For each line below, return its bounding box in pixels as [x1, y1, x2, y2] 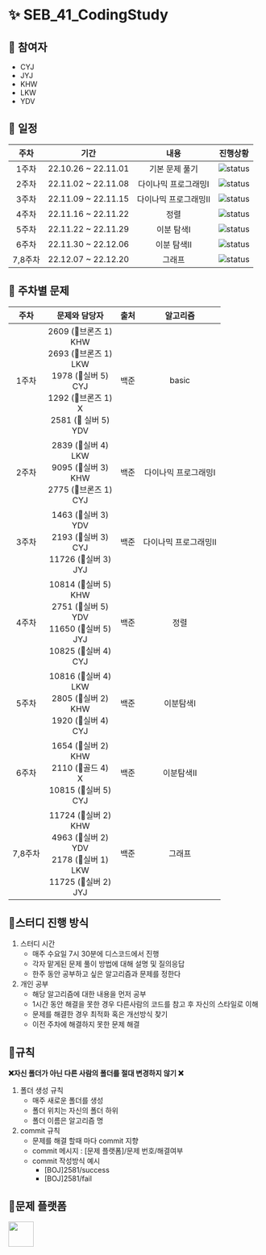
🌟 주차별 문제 [8, 284, 70, 298]
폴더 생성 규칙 [19, 1086, 64, 1095]
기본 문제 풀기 [148, 163, 199, 174]
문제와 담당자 [56, 310, 104, 321]
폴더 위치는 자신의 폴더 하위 [31, 1106, 118, 1115]
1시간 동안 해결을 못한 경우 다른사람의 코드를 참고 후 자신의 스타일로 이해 [31, 999, 259, 1009]
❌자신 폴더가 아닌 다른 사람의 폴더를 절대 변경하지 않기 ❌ [8, 1069, 184, 1078]
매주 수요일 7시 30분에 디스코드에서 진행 [31, 949, 160, 959]
